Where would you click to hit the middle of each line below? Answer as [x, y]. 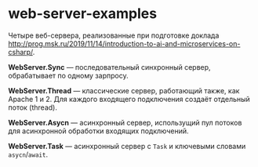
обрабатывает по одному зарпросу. [68, 75]
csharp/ [21, 52]
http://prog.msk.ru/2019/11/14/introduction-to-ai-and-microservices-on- [124, 43]
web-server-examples [83, 14]
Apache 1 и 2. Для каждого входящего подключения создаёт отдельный [129, 99]
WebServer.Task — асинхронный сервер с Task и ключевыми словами [127, 146]
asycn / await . [28, 154]
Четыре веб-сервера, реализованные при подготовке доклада [114, 35]
